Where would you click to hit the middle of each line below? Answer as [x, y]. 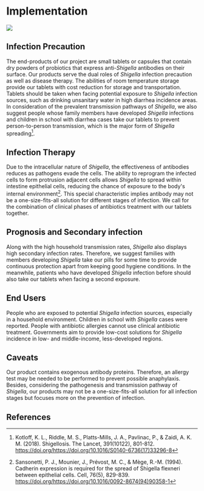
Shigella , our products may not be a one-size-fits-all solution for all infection [102, 391]
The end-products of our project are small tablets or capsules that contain [99, 61]
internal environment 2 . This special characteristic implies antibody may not [100, 193]
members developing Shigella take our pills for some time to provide [92, 260]
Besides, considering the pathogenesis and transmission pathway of [92, 385]
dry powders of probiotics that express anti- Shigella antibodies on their [96, 67]
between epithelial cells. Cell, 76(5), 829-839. [72, 475]
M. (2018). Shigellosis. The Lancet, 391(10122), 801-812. [85, 444]
